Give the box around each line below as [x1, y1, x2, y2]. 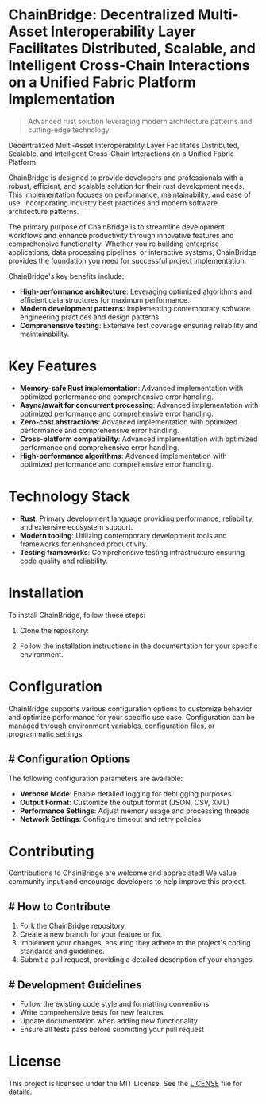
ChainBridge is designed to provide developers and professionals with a [8, 173, 244, 182]
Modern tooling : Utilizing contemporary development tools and [19, 530, 228, 540]
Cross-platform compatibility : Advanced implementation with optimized [19, 434, 258, 444]
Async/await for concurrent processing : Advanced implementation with [19, 400, 259, 409]
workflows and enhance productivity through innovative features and [8, 230, 234, 240]
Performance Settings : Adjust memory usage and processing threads [19, 806, 250, 816]
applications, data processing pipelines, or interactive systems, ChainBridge [8, 247, 256, 256]
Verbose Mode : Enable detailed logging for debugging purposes [19, 788, 232, 798]
